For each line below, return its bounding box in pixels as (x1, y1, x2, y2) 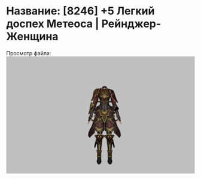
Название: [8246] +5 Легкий (6, 4, 155, 18)
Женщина (6, 30, 59, 43)
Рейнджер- (101, 17, 162, 31)
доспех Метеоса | (6, 17, 100, 31)
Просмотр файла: (6, 49, 51, 56)
